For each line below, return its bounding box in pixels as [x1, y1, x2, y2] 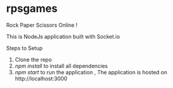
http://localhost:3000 [14, 75, 68, 82]
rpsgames [6, 2, 58, 15]
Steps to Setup [6, 44, 43, 52]
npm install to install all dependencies [14, 62, 108, 70]
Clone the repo [14, 56, 52, 63]
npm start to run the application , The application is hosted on [14, 68, 168, 76]
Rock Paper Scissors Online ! [6, 21, 78, 29]
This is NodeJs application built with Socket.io [6, 33, 120, 40]
